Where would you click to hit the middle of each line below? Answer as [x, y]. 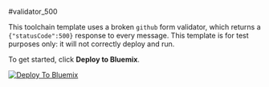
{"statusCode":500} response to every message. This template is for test [128, 36]
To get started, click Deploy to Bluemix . [74, 59]
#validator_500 [33, 12]
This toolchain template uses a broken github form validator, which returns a [134, 27]
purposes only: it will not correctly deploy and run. [92, 44]
